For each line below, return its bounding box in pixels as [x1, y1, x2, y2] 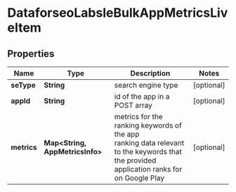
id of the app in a [114, 92, 170, 101]
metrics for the [114, 112, 163, 121]
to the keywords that [114, 147, 183, 156]
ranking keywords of [114, 121, 183, 130]
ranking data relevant [114, 138, 185, 148]
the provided [114, 156, 157, 165]
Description [130, 69, 171, 78]
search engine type [114, 81, 178, 90]
